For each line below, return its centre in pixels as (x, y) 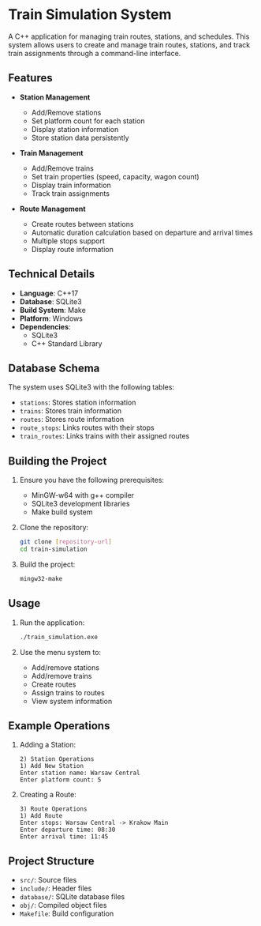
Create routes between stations (82, 224)
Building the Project (58, 461)
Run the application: (52, 623)
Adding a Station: (48, 745)
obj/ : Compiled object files (63, 905)
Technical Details (52, 274)
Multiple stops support (68, 241)
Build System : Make (53, 310)
